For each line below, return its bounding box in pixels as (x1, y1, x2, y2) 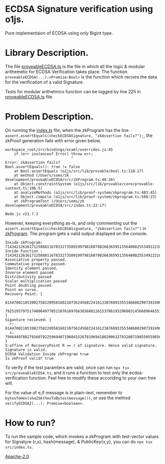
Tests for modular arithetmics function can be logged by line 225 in (5, 88, 141, 94)
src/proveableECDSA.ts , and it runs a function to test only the (5, 369, 129, 376)
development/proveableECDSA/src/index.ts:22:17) (5, 203, 107, 208)
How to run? (5, 417, 55, 428)
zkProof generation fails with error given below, (5, 137, 101, 143)
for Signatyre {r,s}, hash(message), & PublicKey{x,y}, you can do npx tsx (5, 438, 153, 444)
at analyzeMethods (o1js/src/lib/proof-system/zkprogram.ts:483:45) (14, 190, 157, 195)
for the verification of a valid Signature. (5, 79, 84, 85)
